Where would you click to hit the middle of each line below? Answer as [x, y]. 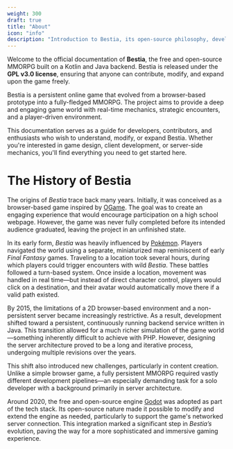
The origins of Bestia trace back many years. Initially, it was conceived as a [114, 200]
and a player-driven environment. [55, 117]
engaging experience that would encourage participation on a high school [113, 215]
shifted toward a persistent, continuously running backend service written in [116, 323]
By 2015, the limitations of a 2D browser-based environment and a [102, 308]
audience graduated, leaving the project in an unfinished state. [96, 229]
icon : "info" [26, 33]
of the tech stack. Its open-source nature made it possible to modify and [111, 409]
